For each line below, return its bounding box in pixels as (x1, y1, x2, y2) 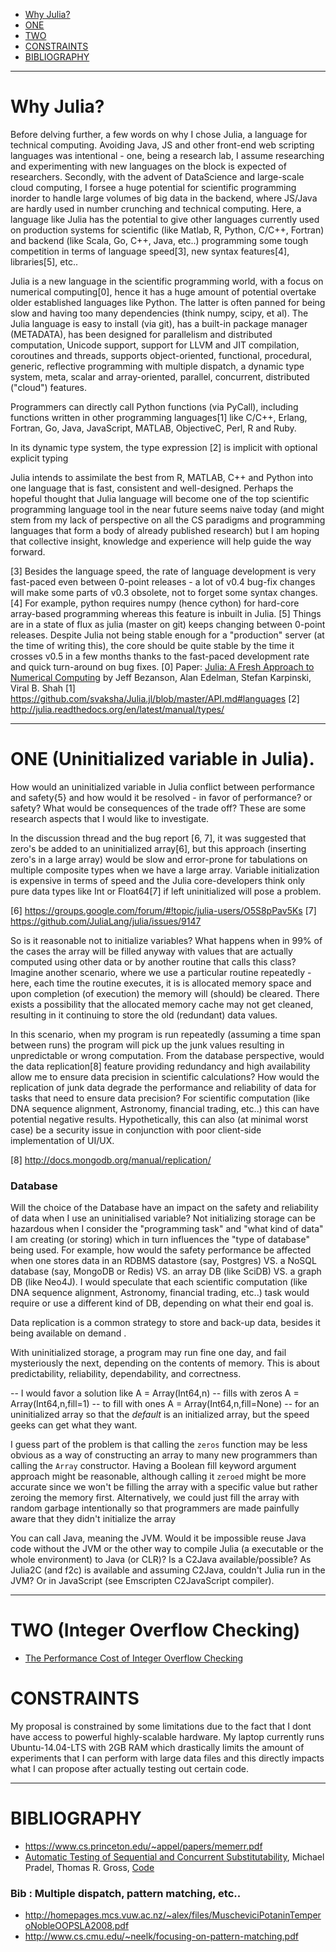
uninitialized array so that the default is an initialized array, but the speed (10, 1409, 310, 1421)
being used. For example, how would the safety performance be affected (10, 1244, 312, 1256)
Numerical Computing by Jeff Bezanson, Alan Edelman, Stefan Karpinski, (10, 671, 312, 683)
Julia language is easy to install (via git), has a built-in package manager (10, 317, 308, 329)
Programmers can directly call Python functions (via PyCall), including (10, 400, 299, 413)
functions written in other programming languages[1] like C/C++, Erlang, (10, 411, 308, 423)
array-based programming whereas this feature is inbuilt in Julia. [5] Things (10, 607, 322, 619)
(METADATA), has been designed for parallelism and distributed (10, 328, 273, 340)
